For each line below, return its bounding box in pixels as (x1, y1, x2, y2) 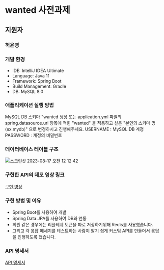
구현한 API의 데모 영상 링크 (5, 171, 65, 178)
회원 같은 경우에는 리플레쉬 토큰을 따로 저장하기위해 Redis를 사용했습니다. (12, 221, 154, 227)
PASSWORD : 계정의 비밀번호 (5, 133, 62, 138)
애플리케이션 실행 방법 (5, 101, 54, 108)
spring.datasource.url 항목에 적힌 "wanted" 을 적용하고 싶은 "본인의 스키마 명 (5, 120, 156, 126)
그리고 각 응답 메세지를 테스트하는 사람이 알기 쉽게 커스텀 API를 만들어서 (12, 228, 150, 234)
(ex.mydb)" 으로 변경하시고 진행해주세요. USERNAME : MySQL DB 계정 (5, 126, 144, 132)
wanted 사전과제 (5, 4, 70, 16)
